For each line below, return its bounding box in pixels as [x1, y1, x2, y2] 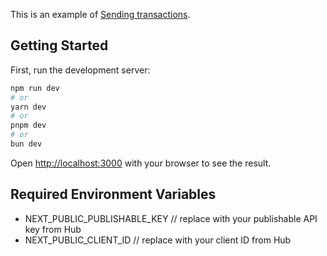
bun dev [10, 139, 43, 149]
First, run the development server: [10, 64, 151, 76]
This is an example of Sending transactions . [10, 9, 191, 20]
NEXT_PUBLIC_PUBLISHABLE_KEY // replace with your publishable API [24, 212, 318, 224]
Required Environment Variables [10, 186, 217, 203]
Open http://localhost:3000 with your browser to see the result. [10, 157, 272, 169]
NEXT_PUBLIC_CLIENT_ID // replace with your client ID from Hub [24, 234, 292, 246]
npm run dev [10, 83, 60, 93]
